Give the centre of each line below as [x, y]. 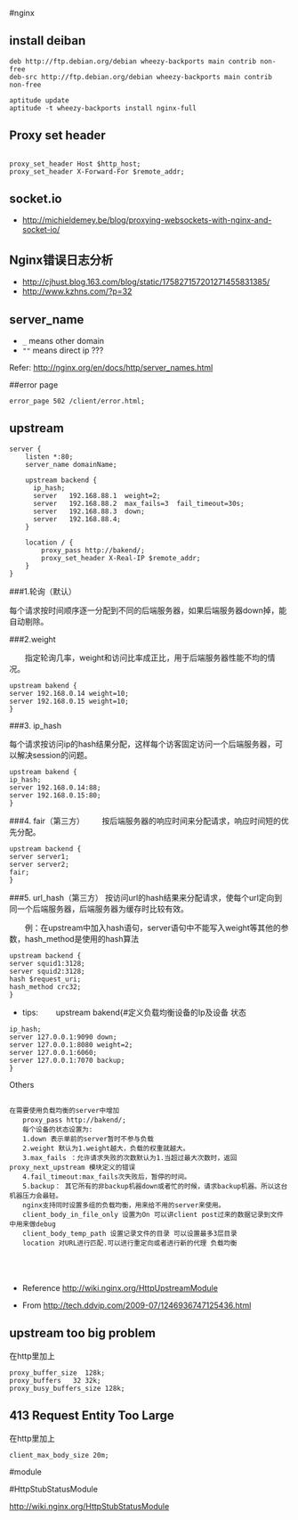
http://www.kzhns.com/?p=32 [77, 291]
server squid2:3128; [48, 971]
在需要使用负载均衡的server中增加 [64, 1110]
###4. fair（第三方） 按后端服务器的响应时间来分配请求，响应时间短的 [145, 821]
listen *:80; [49, 457]
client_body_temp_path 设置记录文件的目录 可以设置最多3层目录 [129, 1233]
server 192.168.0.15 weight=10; [69, 701]
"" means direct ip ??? [63, 350]
